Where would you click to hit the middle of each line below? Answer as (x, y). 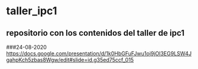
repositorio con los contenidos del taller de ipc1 (95, 33)
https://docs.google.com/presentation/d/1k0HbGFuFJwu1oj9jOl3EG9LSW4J (99, 54)
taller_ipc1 (32, 11)
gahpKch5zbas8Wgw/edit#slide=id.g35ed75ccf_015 (70, 60)
